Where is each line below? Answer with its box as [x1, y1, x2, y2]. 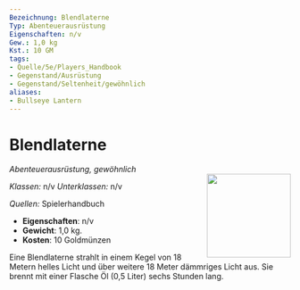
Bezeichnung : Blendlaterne [9, 12, 110, 22]
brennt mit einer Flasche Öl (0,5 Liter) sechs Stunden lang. [9, 271, 224, 282]
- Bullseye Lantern [9, 95, 82, 105]
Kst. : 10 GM [9, 46, 54, 55]
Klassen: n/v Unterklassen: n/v [9, 181, 123, 192]
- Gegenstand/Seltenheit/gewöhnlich [9, 79, 146, 88]
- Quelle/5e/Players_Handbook [9, 63, 122, 72]
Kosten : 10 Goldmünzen [21, 235, 112, 245]
